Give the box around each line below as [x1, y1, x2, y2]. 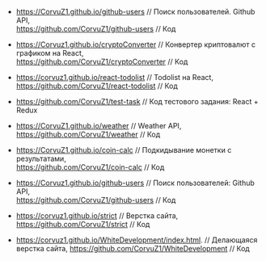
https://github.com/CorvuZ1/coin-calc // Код [15, 162, 165, 172]
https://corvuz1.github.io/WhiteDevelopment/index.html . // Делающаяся [15, 235, 258, 245]
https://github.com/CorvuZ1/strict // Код [15, 220, 150, 229]
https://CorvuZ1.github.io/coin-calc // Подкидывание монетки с [15, 145, 232, 154]
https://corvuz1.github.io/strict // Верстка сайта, [15, 211, 179, 221]
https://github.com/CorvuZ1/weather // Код [15, 129, 161, 139]
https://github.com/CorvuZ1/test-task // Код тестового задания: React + [15, 97, 259, 106]
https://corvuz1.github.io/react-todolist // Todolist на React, [15, 73, 214, 82]
